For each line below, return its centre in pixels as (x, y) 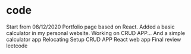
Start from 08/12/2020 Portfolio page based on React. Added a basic (90, 27)
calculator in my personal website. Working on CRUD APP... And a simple (96, 33)
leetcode (17, 46)
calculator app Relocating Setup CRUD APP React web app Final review (94, 39)
